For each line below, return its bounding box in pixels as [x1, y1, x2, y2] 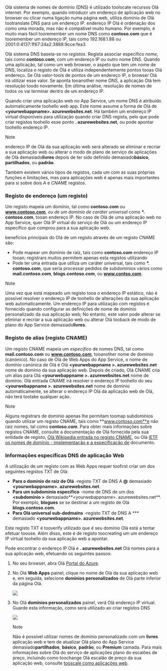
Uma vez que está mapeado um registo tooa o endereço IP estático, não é [5, 290, 158, 296]
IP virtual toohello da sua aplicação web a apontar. [5, 535, 109, 541]
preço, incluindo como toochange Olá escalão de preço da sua [12, 655, 142, 661]
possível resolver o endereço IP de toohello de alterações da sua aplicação [5, 296, 160, 302]
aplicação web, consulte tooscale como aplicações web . [12, 660, 129, 666]
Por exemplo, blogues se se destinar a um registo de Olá [12, 499, 130, 505]
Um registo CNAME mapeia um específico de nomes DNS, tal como [5, 345, 144, 351]
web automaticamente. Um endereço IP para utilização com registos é [5, 301, 150, 307]
